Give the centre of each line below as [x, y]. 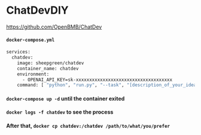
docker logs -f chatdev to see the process [60, 112]
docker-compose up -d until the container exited [66, 98]
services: [19, 52]
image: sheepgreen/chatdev [51, 63]
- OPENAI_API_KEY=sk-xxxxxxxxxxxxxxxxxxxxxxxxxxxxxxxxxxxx [97, 80]
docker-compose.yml [31, 40]
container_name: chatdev [48, 68]
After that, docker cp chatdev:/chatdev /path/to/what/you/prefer [88, 126]
